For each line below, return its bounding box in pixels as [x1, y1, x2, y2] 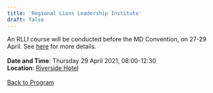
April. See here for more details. [7, 42, 97, 50]
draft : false [7, 16, 44, 23]
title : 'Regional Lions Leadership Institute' [7, 10, 142, 17]
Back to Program [7, 78, 55, 86]
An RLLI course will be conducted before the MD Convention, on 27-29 [7, 35, 207, 43]
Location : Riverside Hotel [7, 64, 79, 72]
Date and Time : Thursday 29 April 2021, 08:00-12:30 [7, 56, 156, 64]
